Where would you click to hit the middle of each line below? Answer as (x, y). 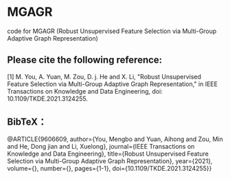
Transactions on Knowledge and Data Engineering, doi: (85, 91)
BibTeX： (27, 122)
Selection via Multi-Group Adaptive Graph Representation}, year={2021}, (110, 161)
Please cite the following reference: (85, 60)
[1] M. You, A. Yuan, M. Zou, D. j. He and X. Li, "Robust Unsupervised (104, 76)
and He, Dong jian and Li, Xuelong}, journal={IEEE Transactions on (101, 146)
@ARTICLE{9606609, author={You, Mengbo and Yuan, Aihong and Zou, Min (115, 139)
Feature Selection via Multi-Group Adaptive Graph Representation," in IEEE (113, 84)
